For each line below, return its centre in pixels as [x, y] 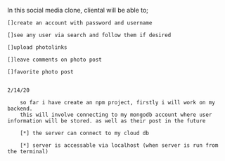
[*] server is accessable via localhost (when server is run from [119, 146]
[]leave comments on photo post [54, 59]
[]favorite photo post [40, 72]
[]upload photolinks [38, 48]
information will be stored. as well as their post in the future [107, 121]
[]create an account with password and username [80, 23]
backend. [20, 108]
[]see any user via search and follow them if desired [89, 35]
